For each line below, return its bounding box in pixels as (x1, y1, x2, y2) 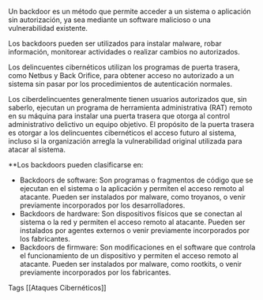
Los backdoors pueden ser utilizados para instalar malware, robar (8, 39, 223, 48)
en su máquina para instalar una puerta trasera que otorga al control (8, 111, 231, 121)
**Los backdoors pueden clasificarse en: (8, 160, 144, 169)
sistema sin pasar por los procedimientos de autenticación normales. (8, 79, 233, 88)
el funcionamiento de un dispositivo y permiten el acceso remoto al (19, 251, 239, 260)
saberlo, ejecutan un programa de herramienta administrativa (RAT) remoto (8, 103, 253, 112)
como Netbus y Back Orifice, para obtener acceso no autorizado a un (8, 71, 235, 80)
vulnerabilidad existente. (8, 24, 88, 32)
